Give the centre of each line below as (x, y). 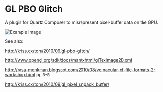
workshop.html (20, 74)
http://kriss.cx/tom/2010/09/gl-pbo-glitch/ (47, 51)
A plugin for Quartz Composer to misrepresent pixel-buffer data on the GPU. (82, 22)
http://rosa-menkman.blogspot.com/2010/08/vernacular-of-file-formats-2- (80, 70)
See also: (14, 41)
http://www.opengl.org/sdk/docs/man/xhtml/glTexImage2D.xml (69, 60)
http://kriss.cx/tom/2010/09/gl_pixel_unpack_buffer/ (57, 84)
